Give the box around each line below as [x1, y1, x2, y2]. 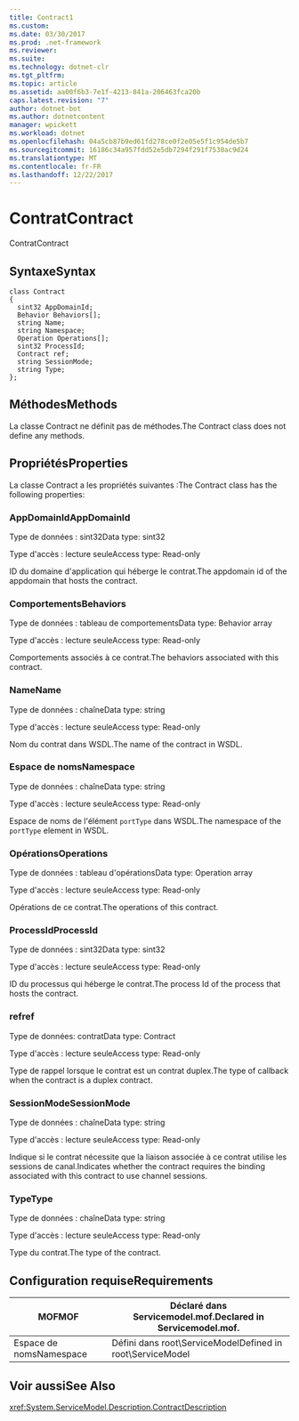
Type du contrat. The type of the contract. [9, 1247, 162, 1258]
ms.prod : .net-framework [9, 37, 101, 47]
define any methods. [9, 430, 85, 440]
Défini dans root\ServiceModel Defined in [111, 1336, 283, 1349]
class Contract [9, 287, 66, 296]
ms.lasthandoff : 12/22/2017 [9, 170, 114, 179]
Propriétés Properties [9, 456, 129, 472]
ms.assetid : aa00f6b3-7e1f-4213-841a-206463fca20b [9, 87, 201, 96]
